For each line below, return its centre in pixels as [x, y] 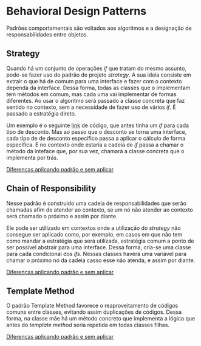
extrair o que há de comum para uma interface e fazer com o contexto [94, 81]
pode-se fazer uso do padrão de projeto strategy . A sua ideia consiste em [99, 75]
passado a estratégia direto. [41, 113]
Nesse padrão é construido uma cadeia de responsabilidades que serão [97, 203]
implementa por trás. [32, 157]
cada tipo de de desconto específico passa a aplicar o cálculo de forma [96, 138]
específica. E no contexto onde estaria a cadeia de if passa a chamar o [95, 145]
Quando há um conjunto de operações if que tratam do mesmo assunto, [97, 68]
